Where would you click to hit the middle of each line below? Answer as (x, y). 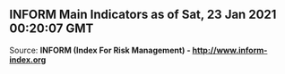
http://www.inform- (230, 50)
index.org (28, 59)
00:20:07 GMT (52, 29)
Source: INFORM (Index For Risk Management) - (100, 50)
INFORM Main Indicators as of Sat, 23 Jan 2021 (143, 15)
